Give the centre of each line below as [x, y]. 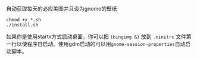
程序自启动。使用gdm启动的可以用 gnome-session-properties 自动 [106, 44]
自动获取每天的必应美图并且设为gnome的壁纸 [62, 9]
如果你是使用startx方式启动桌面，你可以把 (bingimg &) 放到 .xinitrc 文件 [96, 36]
